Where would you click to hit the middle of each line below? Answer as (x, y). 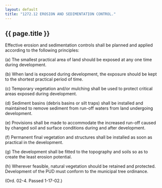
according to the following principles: (42, 50)
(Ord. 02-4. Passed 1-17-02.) (34, 181)
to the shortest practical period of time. (44, 79)
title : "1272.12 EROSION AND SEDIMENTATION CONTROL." (61, 14)
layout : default (21, 9)
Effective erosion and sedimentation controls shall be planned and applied (79, 45)
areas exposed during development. (41, 94)
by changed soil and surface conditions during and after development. (75, 128)
